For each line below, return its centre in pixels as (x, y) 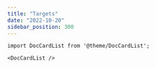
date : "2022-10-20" (36, 20)
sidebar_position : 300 (41, 27)
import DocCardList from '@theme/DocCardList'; (79, 46)
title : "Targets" (33, 14)
